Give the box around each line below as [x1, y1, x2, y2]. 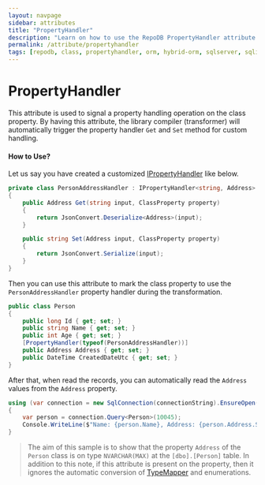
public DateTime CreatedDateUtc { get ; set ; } [22, 353, 178, 361]
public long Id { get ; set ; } [22, 317, 122, 325]
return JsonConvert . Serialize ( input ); [36, 250, 164, 258]
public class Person [8, 302, 77, 310]
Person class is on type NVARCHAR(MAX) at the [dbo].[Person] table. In [27, 451, 250, 461]
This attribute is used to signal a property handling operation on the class [8, 108, 246, 118]
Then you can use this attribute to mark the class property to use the [8, 278, 232, 288]
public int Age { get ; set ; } [22, 332, 122, 340]
